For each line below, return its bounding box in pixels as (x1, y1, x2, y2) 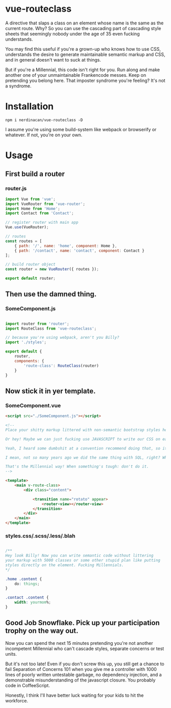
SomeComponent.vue (5, 402, 61, 409)
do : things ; (14, 581, 40, 586)
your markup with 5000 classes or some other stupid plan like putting (5, 558, 160, 563)
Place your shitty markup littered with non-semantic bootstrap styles (5, 427, 160, 432)
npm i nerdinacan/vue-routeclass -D (5, 117, 83, 123)
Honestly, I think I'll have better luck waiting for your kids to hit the (5, 692, 144, 698)
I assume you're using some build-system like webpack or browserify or (5, 126, 157, 132)
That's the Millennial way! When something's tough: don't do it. (5, 464, 149, 469)
